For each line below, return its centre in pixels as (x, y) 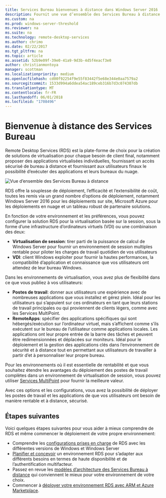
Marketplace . (26, 490)
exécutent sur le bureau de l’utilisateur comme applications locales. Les (85, 329)
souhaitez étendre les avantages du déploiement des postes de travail (77, 370)
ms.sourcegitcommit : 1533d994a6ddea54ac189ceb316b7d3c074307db (72, 83)
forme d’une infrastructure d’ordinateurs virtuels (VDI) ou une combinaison (81, 227)
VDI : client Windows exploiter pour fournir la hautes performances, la (83, 257)
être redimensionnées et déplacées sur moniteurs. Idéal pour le (77, 340)
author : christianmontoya (32, 65)
